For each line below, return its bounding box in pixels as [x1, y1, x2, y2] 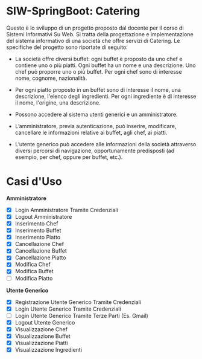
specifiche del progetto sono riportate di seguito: [6, 44, 128, 51]
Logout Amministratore [14, 213, 72, 220]
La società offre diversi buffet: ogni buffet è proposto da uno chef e [14, 55, 183, 62]
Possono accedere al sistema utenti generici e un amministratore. [14, 111, 178, 118]
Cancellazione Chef [14, 241, 65, 248]
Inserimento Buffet [14, 227, 62, 234]
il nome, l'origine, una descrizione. [14, 99, 101, 106]
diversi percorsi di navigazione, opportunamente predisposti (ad [14, 147, 175, 154]
